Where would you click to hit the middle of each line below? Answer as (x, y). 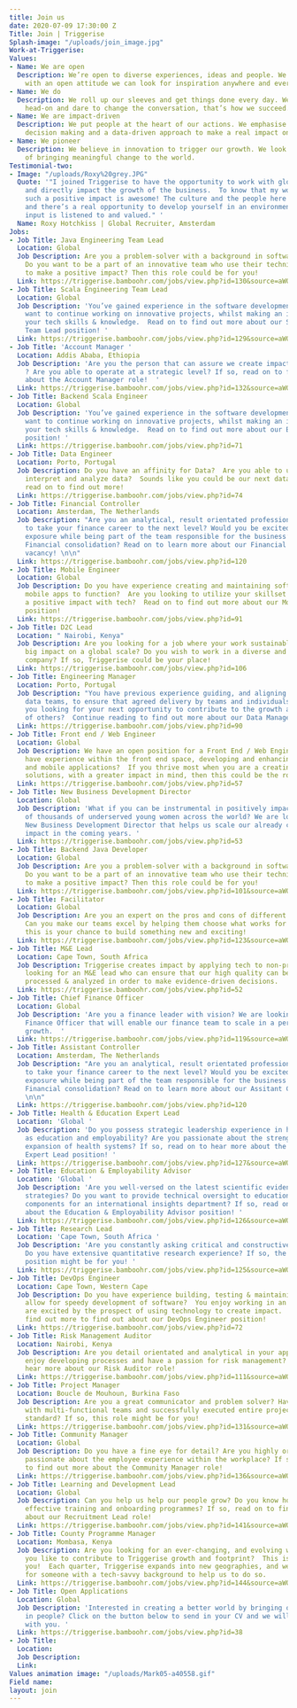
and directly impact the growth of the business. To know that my (152, 191)
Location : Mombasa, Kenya (65, 1542)
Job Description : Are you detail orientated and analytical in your (146, 1353)
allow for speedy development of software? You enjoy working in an (156, 1303)
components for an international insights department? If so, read (152, 1204)
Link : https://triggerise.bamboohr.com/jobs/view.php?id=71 (130, 446)
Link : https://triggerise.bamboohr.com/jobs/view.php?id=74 (130, 495)
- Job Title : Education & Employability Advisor (100, 1171)
